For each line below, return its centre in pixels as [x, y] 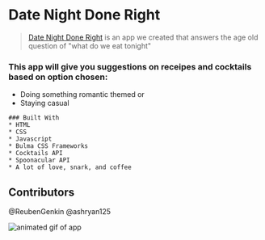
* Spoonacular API [39, 160]
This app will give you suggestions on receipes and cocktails [130, 66]
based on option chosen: [58, 77]
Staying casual [45, 103]
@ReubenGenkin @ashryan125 [60, 212]
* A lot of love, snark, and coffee [70, 167]
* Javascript [30, 139]
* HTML [19, 125]
